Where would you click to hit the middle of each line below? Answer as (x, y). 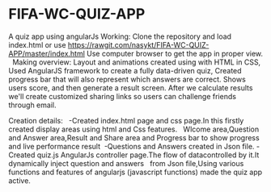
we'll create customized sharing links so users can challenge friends (123, 96)
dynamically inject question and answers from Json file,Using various (126, 163)
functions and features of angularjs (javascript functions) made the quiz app (135, 172)
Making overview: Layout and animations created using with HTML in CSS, (136, 62)
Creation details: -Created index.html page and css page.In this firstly (126, 120)
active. (19, 180)
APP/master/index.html (47, 53)
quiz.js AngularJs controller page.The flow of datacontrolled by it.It (148, 155)
